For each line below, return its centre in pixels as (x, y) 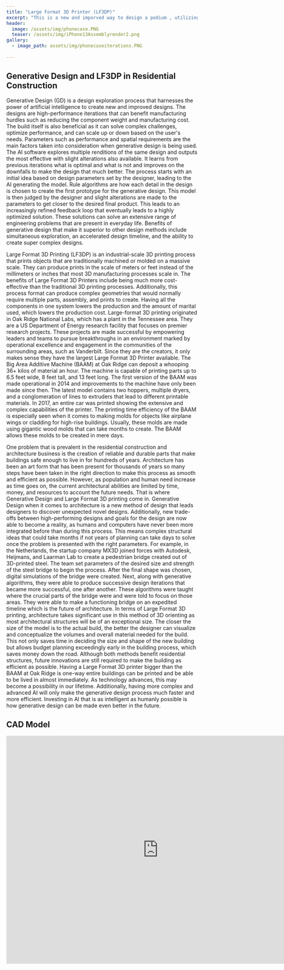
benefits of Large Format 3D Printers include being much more (85, 280)
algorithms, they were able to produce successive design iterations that (96, 583)
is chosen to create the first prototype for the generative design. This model (101, 191)
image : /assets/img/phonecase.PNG (55, 29)
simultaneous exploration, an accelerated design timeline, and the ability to (100, 236)
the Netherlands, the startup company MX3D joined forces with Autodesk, (99, 550)
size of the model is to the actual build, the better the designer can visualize (101, 628)
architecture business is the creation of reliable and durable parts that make (101, 453)
